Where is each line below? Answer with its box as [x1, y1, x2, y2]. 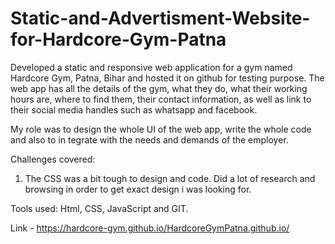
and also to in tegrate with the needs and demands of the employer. [10, 133, 289, 146]
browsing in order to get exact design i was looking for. [24, 183, 252, 195]
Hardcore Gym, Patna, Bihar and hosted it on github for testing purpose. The [10, 72, 325, 84]
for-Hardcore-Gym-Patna [10, 28, 227, 51]
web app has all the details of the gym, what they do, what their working [10, 82, 308, 94]
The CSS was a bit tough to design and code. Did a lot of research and [24, 172, 316, 184]
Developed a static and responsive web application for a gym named [10, 61, 293, 73]
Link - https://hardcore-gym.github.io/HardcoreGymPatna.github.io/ [10, 222, 290, 234]
